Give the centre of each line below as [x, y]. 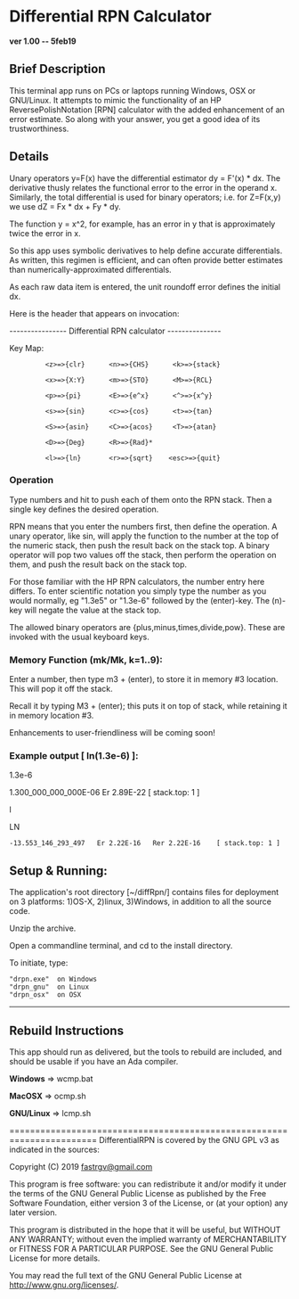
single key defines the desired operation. [84, 509]
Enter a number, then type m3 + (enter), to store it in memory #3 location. [144, 679]
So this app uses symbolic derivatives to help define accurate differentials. [146, 251]
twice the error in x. [45, 233]
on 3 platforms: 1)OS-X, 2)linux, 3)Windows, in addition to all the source [140, 901]
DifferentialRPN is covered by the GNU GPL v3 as [190, 1140]
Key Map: [27, 348]
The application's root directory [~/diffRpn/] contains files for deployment [144, 892]
